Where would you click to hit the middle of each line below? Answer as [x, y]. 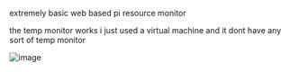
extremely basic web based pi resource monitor [98, 13]
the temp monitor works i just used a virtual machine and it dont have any [145, 30]
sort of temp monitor [48, 40]
